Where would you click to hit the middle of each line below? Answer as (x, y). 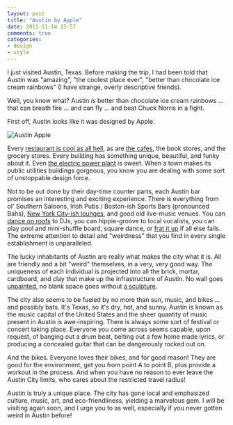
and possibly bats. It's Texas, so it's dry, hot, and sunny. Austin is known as (115, 307)
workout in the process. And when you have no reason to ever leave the (110, 372)
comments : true (29, 33)
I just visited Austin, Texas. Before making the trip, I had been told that (107, 72)
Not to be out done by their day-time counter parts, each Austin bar (104, 191)
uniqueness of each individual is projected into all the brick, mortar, (104, 271)
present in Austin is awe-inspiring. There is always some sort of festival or (113, 321)
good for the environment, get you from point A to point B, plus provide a (111, 364)
